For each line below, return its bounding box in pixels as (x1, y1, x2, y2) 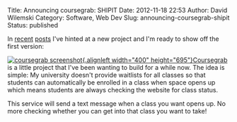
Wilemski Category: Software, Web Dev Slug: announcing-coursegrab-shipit (7, 13, 230, 22)
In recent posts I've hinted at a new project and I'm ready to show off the (7, 35, 219, 43)
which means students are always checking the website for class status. (7, 86, 218, 94)
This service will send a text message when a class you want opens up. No (7, 99, 226, 108)
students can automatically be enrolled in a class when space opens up (7, 78, 216, 87)
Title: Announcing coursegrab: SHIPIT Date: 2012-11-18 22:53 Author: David (7, 6, 228, 14)
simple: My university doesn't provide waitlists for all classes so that (7, 71, 206, 79)
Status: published (7, 21, 59, 29)
